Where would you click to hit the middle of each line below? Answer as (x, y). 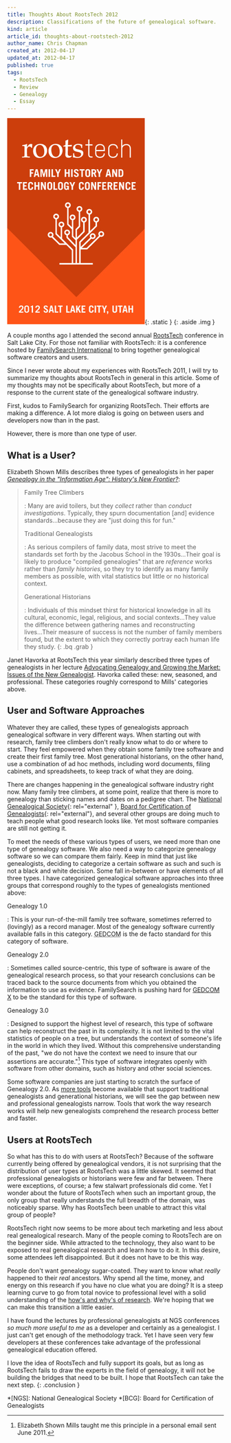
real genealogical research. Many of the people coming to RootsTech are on (114, 1235)
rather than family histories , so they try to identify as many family (116, 569)
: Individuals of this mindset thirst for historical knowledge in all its (117, 610)
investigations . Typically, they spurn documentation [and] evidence (119, 513)
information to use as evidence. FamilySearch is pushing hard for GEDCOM (113, 989)
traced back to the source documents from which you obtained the (102, 982)
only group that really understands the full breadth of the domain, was (106, 1200)
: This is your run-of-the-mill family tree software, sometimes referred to (109, 919)
